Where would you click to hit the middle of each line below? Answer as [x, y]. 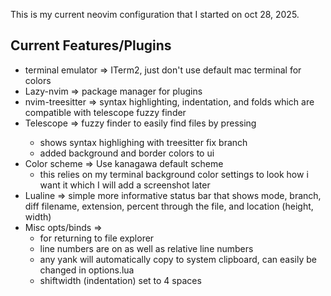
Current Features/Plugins [91, 45]
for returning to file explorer [97, 238]
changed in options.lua [87, 270]
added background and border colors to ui [127, 153]
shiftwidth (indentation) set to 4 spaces [120, 280]
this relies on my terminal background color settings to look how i [174, 174]
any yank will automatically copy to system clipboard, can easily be [178, 259]
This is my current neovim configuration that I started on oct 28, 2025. [155, 14]
